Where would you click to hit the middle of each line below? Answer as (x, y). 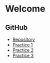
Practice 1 (22, 45)
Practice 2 (23, 50)
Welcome (25, 9)
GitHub (16, 27)
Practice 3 (23, 55)
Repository (23, 39)
